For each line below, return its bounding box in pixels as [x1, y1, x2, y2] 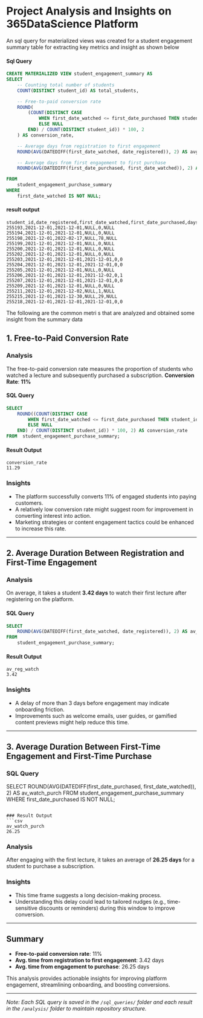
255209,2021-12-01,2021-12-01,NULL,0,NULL [6, 283, 115, 289]
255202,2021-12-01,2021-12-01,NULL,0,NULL [6, 251, 115, 257]
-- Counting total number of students [17, 82, 115, 88]
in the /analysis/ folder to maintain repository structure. [6, 1005, 147, 1012]
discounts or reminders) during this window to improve [39, 904, 175, 912]
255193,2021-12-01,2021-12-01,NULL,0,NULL [6, 225, 115, 231]
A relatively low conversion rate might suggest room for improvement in [14, 506, 193, 513]
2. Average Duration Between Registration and [6, 548, 184, 558]
